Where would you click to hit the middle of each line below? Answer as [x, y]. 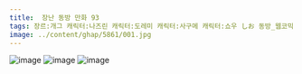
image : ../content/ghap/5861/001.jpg [80, 34]
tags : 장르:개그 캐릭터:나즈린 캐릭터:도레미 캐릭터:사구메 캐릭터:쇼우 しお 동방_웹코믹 [151, 26]
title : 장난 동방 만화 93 [54, 18]
